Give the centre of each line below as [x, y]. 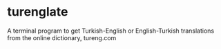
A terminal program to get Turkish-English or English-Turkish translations [111, 31]
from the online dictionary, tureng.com [62, 37]
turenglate [38, 12]
